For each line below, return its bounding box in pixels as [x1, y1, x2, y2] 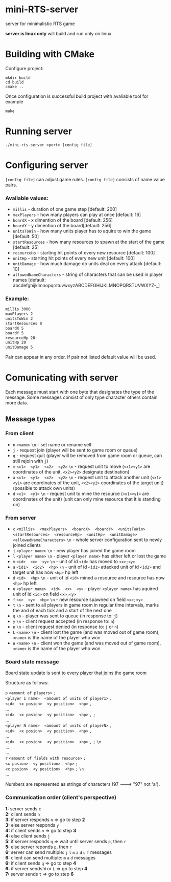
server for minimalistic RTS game [5, 20, 75, 27]
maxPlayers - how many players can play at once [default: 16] [12, 211, 141, 218]
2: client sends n [5, 811, 40, 817]
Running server [5, 125, 72, 137]
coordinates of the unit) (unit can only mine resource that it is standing [12, 496, 161, 502]
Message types [5, 415, 56, 423]
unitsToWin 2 [5, 316, 33, 321]
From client [5, 430, 34, 437]
